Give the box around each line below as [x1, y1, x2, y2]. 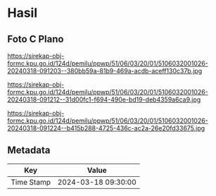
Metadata [7, 145, 51, 157]
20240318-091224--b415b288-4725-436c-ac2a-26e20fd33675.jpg [7, 124, 205, 132]
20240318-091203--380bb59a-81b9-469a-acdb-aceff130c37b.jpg [7, 67, 203, 75]
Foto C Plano [7, 33, 64, 45]
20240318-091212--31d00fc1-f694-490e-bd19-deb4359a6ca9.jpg [7, 95, 201, 104]
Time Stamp [11, 177, 51, 187]
